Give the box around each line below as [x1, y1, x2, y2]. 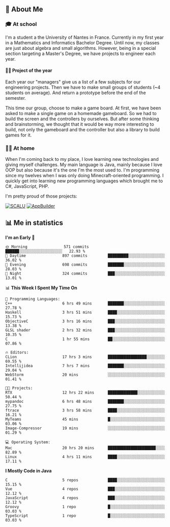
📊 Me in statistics [5, 218, 64, 227]
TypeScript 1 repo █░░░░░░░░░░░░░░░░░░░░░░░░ [5, 513, 165, 518]
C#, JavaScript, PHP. [5, 183, 49, 189]
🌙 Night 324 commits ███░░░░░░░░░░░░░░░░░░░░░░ [5, 271, 165, 276]
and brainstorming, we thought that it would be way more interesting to [5, 121, 154, 127]
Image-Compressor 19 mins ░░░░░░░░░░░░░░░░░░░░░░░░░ [5, 426, 165, 431]
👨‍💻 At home [5, 145, 35, 152]
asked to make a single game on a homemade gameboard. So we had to [5, 110, 157, 116]
